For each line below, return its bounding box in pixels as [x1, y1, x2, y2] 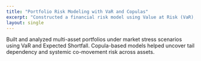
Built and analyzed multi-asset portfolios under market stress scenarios [6, 36, 182, 43]
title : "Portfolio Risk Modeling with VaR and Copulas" [6, 8, 148, 15]
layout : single [6, 20, 44, 25]
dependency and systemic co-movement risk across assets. [6, 49, 155, 56]
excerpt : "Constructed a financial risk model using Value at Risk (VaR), [6, 14, 197, 20]
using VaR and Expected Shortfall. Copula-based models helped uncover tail [6, 42, 195, 49]
